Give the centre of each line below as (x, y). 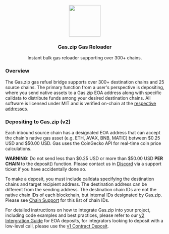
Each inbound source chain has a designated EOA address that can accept (83, 132)
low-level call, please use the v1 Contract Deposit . (57, 226)
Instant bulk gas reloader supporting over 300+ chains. (85, 58)
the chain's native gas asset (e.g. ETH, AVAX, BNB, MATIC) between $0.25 (83, 138)
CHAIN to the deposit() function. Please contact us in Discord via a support (83, 164)
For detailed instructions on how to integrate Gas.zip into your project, (78, 210)
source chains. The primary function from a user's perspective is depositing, (85, 87)
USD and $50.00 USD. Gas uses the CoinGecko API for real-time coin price (83, 143)
